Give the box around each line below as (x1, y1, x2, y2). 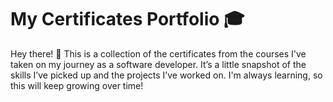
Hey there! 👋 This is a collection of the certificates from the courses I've (10, 47, 307, 60)
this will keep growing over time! (10, 79, 144, 91)
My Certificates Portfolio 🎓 (10, 8, 245, 31)
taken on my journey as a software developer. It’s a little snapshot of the (10, 58, 307, 70)
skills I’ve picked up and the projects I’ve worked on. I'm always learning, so (10, 69, 323, 81)
